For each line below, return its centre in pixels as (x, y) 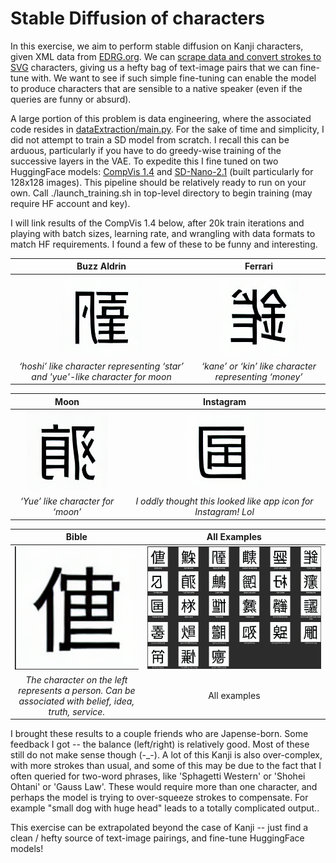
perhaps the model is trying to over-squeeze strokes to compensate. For (159, 798)
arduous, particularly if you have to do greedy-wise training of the (146, 150)
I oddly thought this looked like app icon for (224, 501)
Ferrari (259, 266)
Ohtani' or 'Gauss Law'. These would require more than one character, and (164, 787)
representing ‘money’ (258, 376)
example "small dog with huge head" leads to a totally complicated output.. (165, 808)
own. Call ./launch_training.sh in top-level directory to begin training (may (161, 193)
